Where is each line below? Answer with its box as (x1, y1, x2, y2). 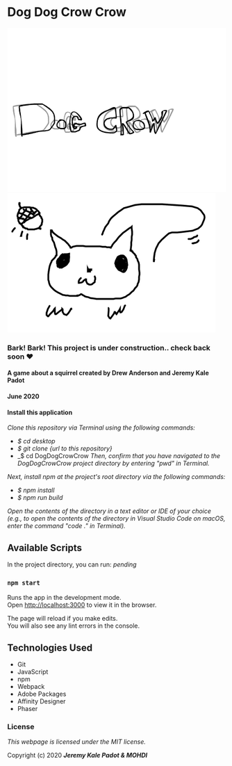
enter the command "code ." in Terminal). (7, 522, 126, 530)
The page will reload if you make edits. (7, 614, 118, 623)
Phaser (17, 705, 38, 713)
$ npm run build (17, 494, 63, 502)
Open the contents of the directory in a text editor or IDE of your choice (7, 507, 212, 515)
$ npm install (17, 486, 55, 494)
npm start (7, 578, 40, 587)
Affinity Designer (17, 697, 66, 706)
